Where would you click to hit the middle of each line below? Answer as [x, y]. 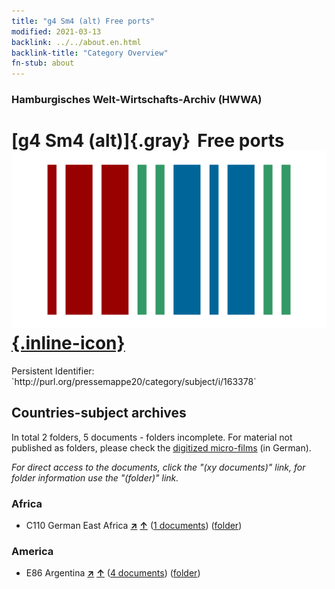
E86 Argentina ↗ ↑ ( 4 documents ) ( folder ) [113, 573]
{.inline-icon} [68, 343]
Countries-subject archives [99, 413]
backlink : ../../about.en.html [76, 42]
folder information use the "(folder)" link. [95, 477]
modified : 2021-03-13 [56, 31]
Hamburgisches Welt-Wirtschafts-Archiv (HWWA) [137, 100]
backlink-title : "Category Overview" [90, 53]
